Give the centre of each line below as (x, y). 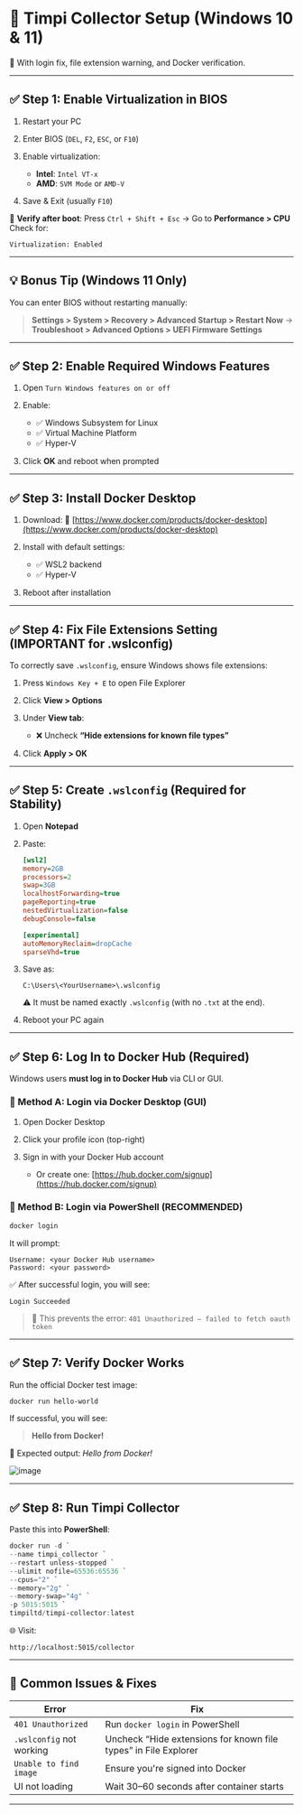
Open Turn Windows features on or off (96, 388)
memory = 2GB (43, 869)
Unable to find (46, 1763)
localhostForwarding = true (71, 894)
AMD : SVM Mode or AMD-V (80, 183)
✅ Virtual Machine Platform (86, 433)
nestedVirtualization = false (75, 911)
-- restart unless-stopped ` (62, 1563)
